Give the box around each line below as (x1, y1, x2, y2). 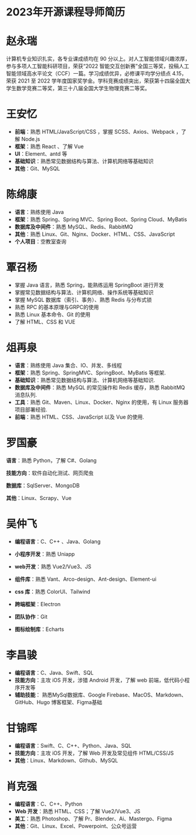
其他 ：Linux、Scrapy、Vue (6, 494, 72, 501)
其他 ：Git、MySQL (14, 165, 60, 172)
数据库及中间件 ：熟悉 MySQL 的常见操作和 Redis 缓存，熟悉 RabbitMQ (14, 384, 185, 391)
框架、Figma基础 (61, 698, 103, 705)
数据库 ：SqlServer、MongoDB (6, 482, 80, 489)
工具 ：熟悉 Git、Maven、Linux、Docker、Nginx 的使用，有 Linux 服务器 (14, 399, 189, 406)
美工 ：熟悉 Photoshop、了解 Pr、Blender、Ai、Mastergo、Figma (14, 815, 172, 822)
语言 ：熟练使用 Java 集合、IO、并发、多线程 (14, 361, 122, 369)
